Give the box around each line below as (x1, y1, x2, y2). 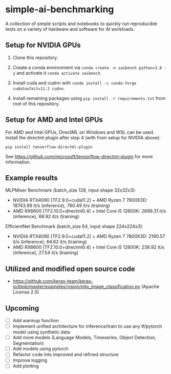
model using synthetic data (12, 329, 70, 335)
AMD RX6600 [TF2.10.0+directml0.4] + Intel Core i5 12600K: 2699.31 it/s (12, 208, 166, 214)
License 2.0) (12, 289, 39, 295)
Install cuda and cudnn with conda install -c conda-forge (12, 79, 137, 86)
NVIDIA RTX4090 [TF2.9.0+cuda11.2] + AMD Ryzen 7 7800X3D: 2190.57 (12, 233, 165, 239)
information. (5, 159, 31, 165)
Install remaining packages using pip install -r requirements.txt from (12, 95, 166, 101)
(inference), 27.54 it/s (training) (12, 250, 79, 256)
